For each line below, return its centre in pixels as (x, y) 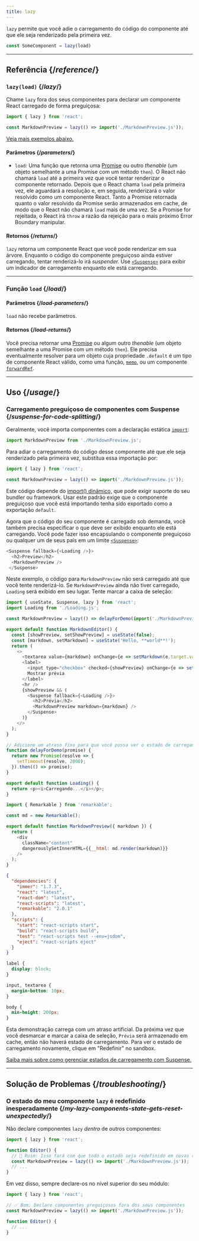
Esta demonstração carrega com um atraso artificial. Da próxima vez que (95, 1029)
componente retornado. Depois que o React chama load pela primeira (100, 184)
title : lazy (21, 12)
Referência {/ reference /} (53, 70)
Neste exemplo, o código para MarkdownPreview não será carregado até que (98, 579)
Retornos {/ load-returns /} (39, 330)
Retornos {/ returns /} (32, 236)
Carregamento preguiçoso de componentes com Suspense (93, 409)
